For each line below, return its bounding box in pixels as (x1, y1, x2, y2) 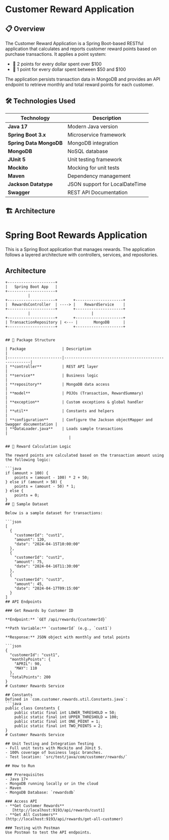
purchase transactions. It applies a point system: (5, 51, 106, 57)
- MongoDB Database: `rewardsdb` (5, 790, 76, 795)
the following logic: (5, 457, 51, 462)
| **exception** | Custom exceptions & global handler (5, 399, 144, 405)
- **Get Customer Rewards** (5, 803, 65, 808)
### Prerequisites (5, 772, 44, 777)
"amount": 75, (14, 559, 44, 564)
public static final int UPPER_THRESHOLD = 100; (14, 714, 119, 719)
